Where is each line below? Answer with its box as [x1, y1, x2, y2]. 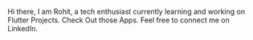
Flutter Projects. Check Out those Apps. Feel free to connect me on [7, 15, 231, 25]
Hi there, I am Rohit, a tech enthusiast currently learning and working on [7, 7, 246, 16]
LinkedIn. [7, 24, 38, 33]
